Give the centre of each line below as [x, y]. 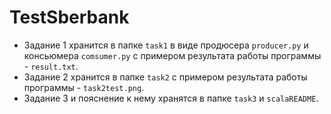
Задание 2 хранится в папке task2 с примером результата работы [165, 77]
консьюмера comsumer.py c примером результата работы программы [172, 55]
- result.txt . [51, 66]
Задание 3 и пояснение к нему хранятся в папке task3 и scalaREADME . [171, 98]
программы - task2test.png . [84, 87]
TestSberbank [69, 17]
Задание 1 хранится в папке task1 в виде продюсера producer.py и [166, 45]
